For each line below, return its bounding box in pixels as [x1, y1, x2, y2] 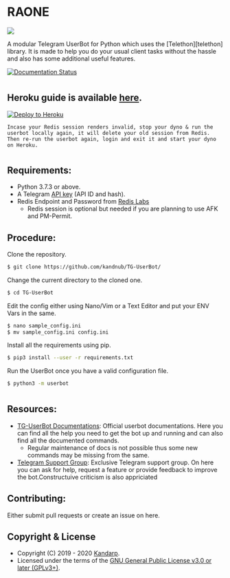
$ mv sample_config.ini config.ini [7, 328, 109, 336]
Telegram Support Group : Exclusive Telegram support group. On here [16, 458, 214, 467]
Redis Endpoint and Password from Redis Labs [16, 197, 150, 206]
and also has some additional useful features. [7, 54, 136, 63]
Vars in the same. [7, 309, 56, 317]
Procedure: [7, 232, 56, 244]
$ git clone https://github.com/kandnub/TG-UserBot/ [7, 263, 161, 270]
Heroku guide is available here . [7, 92, 143, 104]
